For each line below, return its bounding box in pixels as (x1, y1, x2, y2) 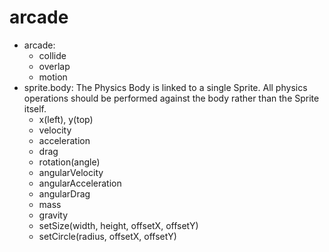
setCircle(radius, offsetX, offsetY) (38, 230, 177, 242)
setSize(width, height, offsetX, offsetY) (38, 219, 199, 231)
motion (38, 71, 68, 83)
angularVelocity (38, 166, 104, 178)
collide (38, 49, 67, 61)
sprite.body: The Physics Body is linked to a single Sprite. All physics (23, 81, 308, 93)
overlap (38, 60, 71, 72)
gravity (38, 209, 69, 221)
